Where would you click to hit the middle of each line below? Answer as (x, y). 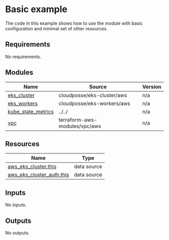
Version (152, 87)
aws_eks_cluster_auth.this (38, 175)
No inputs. (16, 205)
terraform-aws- (78, 119)
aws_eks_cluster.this (32, 166)
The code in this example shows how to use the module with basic (74, 23)
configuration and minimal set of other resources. (57, 28)
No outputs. (17, 233)
